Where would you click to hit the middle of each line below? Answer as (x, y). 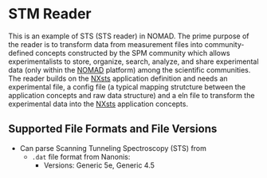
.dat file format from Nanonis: (81, 156)
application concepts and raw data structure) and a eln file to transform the (132, 95)
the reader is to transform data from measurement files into (106, 44)
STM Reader (50, 14)
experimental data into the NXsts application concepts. (98, 104)
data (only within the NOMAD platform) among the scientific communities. (130, 69)
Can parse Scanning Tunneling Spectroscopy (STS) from (113, 148)
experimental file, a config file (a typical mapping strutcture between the (127, 87)
